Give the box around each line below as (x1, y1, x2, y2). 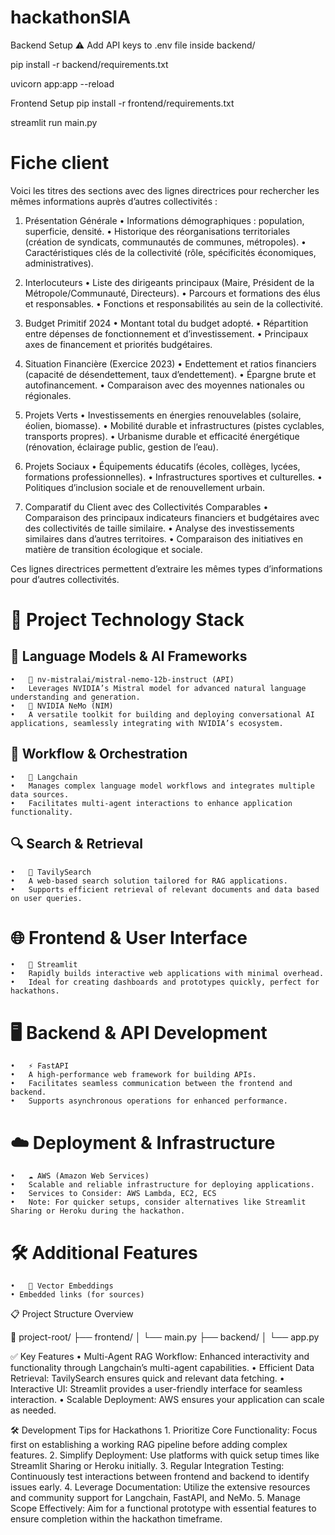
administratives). (24, 257, 94, 269)
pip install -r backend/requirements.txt (10, 58, 169, 70)
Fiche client (10, 152, 110, 175)
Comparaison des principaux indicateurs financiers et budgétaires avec (24, 511, 320, 523)
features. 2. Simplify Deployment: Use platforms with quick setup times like (10, 1449, 320, 1461)
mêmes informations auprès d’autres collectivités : (10, 195, 218, 207)
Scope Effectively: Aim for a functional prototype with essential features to (10, 1502, 317, 1515)
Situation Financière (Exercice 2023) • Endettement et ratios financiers (24, 357, 317, 370)
